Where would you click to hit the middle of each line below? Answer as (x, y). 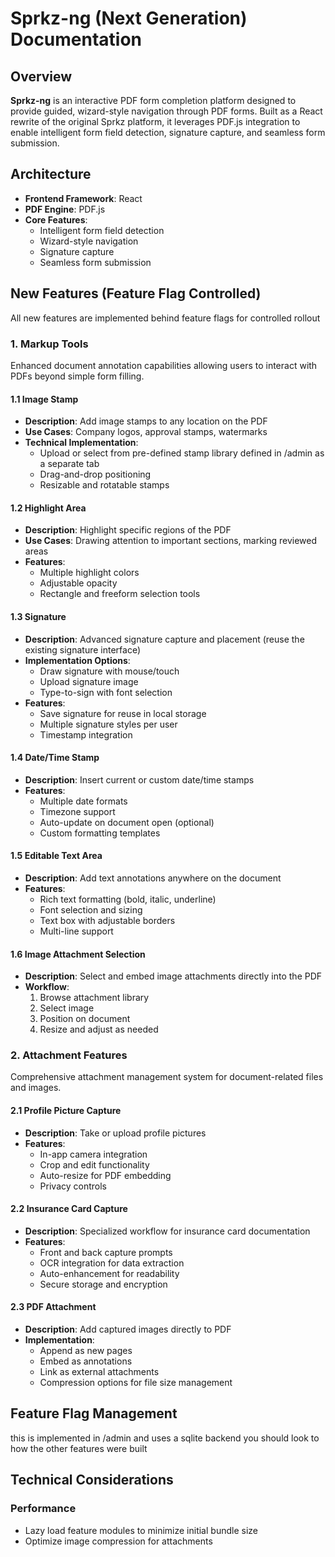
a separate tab (69, 464)
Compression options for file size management (136, 1383)
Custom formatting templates (100, 833)
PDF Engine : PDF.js (65, 209)
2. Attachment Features (69, 1055)
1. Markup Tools (49, 344)
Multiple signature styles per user (108, 724)
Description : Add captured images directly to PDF (128, 1329)
